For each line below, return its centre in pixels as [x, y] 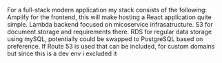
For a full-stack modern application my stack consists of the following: [107, 10]
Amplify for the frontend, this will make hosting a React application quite [109, 17]
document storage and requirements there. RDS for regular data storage [110, 32]
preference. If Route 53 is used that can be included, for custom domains [111, 46]
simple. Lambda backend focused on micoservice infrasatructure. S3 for [110, 24]
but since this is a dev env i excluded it [62, 53]
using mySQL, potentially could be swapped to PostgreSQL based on [105, 39]
